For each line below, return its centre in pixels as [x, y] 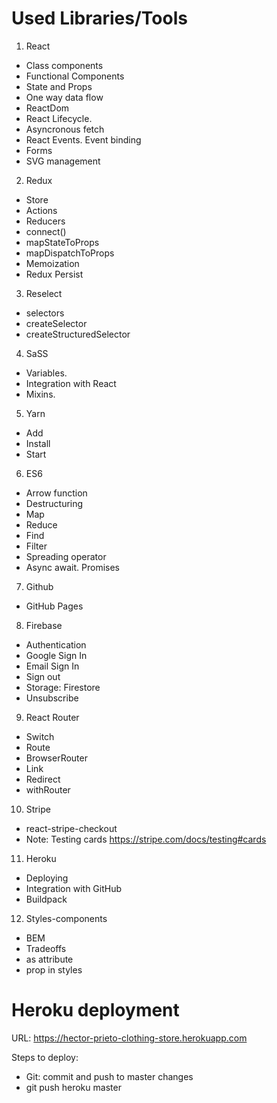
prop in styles [54, 969]
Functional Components [75, 76]
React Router [52, 717]
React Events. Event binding [83, 139]
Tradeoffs [46, 948]
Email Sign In [52, 666]
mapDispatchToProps [70, 253]
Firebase [44, 625]
